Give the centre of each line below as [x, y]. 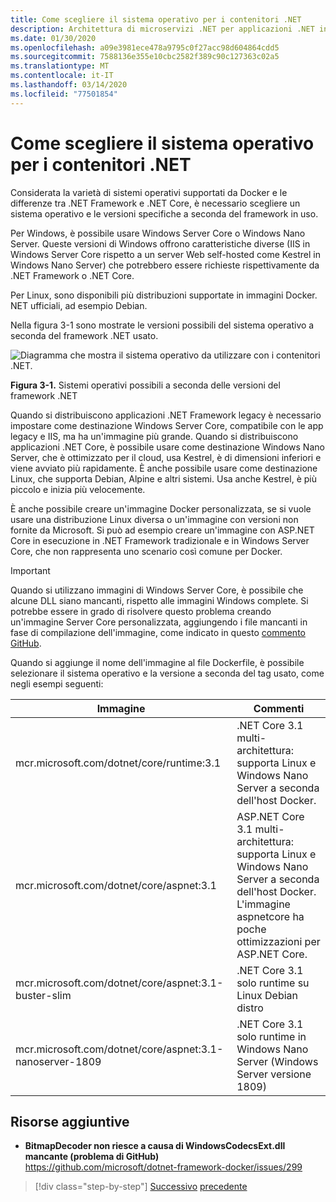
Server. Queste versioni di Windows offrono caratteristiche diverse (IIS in [160, 243]
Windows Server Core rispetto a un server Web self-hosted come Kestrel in [165, 254]
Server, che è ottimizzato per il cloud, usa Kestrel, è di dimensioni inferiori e [166, 457]
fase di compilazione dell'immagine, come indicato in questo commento [158, 632]
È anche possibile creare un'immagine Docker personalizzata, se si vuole [161, 508]
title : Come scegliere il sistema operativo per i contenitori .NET [156, 19]
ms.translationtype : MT [60, 66]
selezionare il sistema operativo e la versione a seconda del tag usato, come [167, 673]
